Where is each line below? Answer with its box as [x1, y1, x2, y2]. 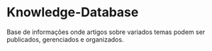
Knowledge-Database [6, 4, 139, 21]
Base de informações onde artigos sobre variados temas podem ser [6, 28, 206, 36]
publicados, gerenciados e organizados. [6, 35, 124, 43]
